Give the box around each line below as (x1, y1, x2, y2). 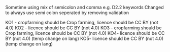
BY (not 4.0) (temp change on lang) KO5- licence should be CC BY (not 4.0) (5, 35, 164, 41)
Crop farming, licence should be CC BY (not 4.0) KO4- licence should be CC (5, 30, 165, 36)
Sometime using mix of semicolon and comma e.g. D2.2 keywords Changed (5, 5, 164, 10)
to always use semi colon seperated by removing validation (5, 10, 129, 16)
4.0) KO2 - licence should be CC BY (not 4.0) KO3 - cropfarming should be (5, 25, 162, 31)
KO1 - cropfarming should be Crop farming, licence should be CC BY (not (5, 20, 158, 25)
